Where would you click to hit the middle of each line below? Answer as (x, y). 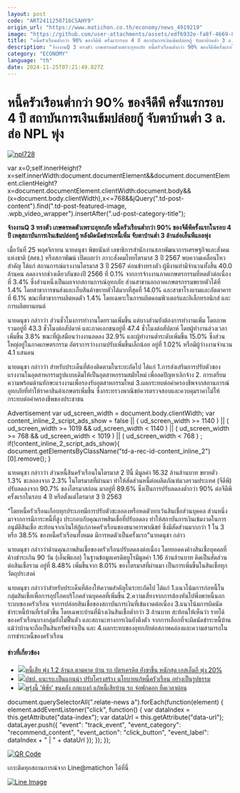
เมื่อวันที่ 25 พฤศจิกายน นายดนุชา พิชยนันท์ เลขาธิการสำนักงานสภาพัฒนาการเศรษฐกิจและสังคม (119, 249)
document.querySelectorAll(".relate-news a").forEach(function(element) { (115, 702)
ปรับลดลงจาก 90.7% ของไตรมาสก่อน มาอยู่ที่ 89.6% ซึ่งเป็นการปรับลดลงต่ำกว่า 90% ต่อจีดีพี (120, 488)
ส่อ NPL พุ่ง (36, 134)
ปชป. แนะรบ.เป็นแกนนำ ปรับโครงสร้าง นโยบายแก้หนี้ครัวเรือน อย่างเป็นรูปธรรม (117, 679)
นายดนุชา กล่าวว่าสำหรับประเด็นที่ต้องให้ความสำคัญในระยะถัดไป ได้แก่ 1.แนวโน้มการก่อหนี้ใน (116, 587)
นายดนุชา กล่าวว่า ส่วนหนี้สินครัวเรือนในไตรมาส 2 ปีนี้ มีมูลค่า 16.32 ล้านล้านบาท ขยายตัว (112, 472)
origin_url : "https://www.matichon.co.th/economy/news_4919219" (105, 27)
